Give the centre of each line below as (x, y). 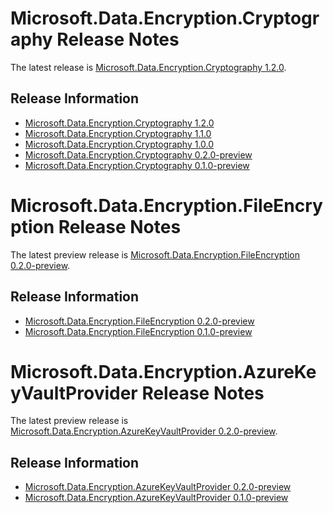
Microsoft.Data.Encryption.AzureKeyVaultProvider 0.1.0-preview (156, 498)
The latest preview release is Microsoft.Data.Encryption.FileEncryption (155, 254)
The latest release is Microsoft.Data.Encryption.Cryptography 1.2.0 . (148, 67)
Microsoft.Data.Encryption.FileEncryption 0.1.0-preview (138, 331)
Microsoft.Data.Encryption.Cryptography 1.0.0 (119, 144)
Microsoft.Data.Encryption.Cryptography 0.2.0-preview (138, 154)
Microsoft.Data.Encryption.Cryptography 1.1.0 (118, 133)
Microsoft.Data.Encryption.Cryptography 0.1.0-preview (137, 165)
